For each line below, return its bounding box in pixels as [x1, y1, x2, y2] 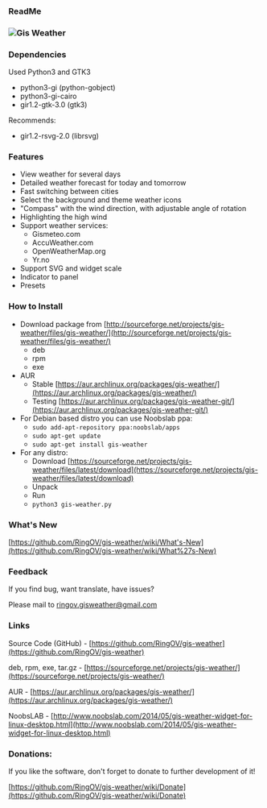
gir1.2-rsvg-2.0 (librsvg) [19, 131, 99, 141]
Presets [19, 280, 46, 291]
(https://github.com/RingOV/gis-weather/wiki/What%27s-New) [8, 546, 217, 556]
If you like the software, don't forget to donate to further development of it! [8, 766, 256, 776]
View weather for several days [19, 169, 121, 179]
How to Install [8, 300, 63, 312]
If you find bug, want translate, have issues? [8, 584, 154, 594]
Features [8, 151, 44, 163]
